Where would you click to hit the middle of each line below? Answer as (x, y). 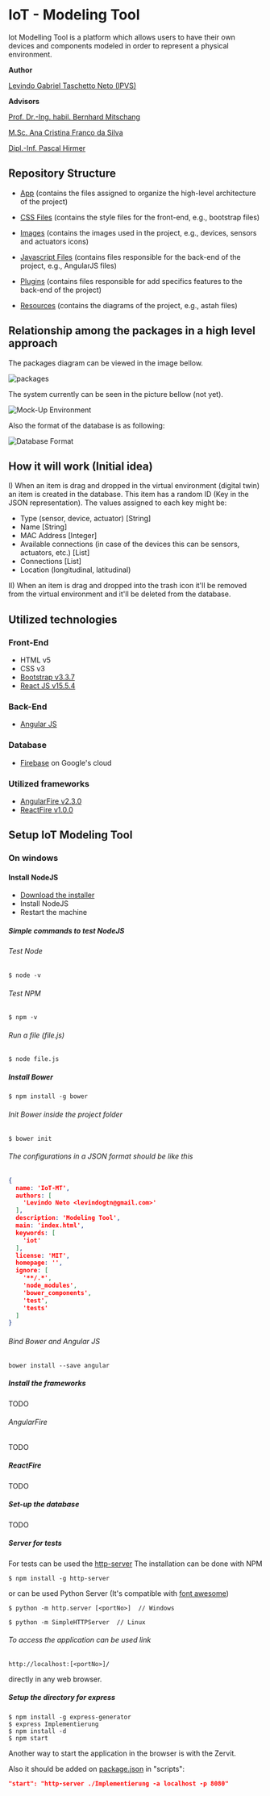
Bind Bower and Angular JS (54, 1341)
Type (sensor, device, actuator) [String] (85, 519)
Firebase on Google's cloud (66, 762)
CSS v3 (33, 669)
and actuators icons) (54, 241)
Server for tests (35, 1543)
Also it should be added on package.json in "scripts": (97, 1769)
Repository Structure (62, 174)
